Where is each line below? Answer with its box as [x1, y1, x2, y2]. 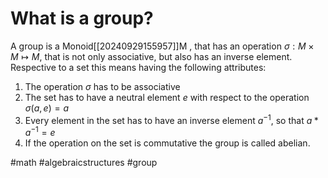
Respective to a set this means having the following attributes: [10, 61, 267, 73]
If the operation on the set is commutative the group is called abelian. [24, 137, 311, 149]
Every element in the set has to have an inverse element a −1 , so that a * [24, 112, 319, 126]
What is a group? [10, 7, 154, 30]
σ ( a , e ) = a [24, 102, 69, 114]
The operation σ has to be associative [24, 80, 181, 92]
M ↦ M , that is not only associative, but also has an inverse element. [10, 50, 293, 62]
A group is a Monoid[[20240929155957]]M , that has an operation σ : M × [10, 40, 315, 52]
